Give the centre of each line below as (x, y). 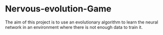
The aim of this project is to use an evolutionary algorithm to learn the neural (82, 22)
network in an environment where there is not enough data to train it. (74, 27)
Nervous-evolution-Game (58, 9)
